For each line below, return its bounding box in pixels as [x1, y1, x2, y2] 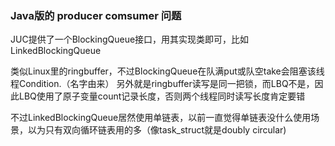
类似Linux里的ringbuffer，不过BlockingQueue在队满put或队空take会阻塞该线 [10, 65, 325, 77]
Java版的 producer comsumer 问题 [10, 8, 182, 22]
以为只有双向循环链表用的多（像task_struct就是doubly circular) [27, 124, 287, 136]
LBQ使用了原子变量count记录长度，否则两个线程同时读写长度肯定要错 [18, 90, 306, 102]
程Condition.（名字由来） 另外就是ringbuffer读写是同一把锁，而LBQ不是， [10, 78, 315, 90]
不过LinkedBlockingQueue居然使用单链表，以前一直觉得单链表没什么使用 [10, 112, 312, 124]
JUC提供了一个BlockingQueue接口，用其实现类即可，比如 [10, 33, 250, 46]
